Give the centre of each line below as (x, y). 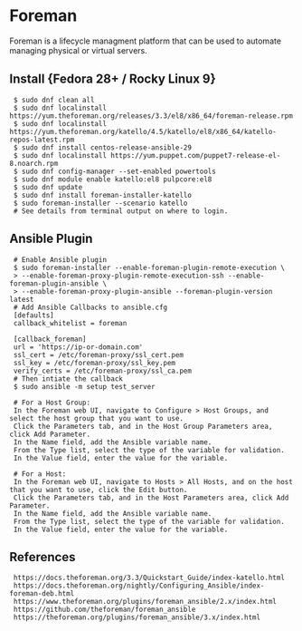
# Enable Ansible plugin (60, 259)
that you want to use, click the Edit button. (99, 490)
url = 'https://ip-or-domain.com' (78, 347)
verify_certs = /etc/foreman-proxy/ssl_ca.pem (103, 371)
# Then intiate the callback (68, 379)
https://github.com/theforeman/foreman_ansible (104, 610)
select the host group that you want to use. (96, 418)
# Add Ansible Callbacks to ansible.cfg (90, 307)
